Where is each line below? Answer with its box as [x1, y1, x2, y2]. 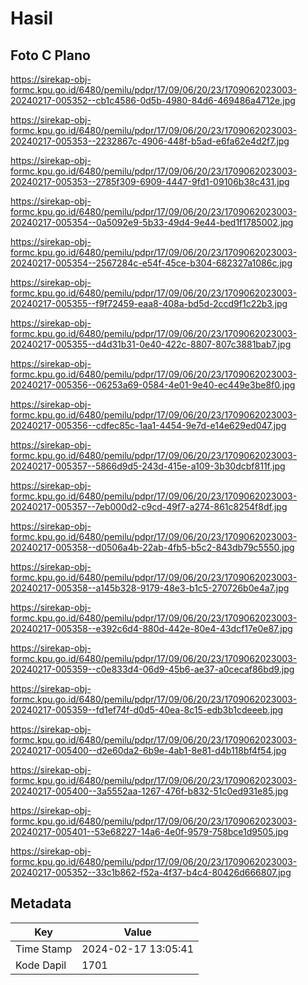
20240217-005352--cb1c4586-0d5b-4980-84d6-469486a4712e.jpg [10, 95, 296, 106]
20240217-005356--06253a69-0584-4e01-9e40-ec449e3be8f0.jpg [10, 379, 296, 391]
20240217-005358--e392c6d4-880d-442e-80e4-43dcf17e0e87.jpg [10, 623, 293, 634]
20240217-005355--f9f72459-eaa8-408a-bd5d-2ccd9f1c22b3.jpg [10, 298, 288, 309]
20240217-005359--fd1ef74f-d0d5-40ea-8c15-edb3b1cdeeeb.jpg [10, 704, 284, 716]
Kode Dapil [15, 958, 67, 972]
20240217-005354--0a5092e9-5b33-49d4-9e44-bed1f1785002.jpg [10, 217, 294, 228]
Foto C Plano [10, 47, 91, 64]
